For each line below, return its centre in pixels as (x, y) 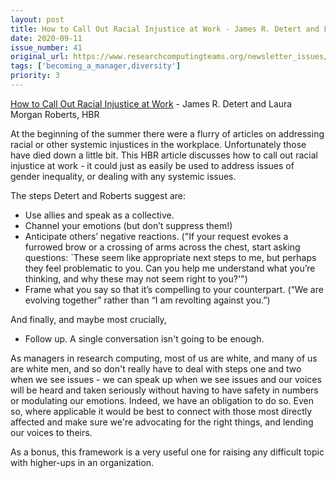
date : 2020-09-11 (46, 38)
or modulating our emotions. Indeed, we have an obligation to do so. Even (162, 400)
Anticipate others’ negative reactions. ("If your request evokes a (156, 236)
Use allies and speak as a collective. (99, 215)
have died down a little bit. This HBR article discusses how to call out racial (164, 155)
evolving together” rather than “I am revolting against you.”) (147, 300)
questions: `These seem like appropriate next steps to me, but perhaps (170, 257)
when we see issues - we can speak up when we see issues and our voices (166, 379)
